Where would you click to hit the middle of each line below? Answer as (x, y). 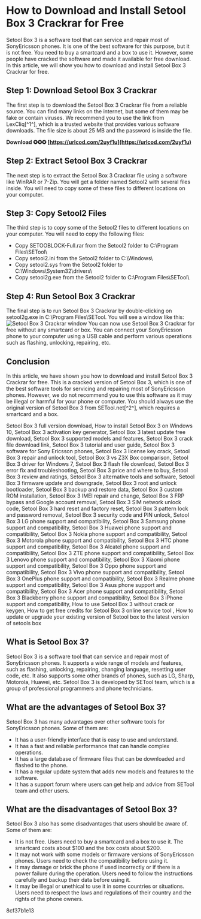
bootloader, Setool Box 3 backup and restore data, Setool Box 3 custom (94, 489)
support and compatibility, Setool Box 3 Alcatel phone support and (88, 547)
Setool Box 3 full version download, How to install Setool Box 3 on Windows (100, 426)
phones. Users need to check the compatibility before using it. (92, 861)
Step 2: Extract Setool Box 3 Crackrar (77, 161)
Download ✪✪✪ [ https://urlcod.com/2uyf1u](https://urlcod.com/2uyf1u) (99, 142)
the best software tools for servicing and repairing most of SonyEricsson (96, 388)
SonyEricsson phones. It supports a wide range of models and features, (95, 662)
